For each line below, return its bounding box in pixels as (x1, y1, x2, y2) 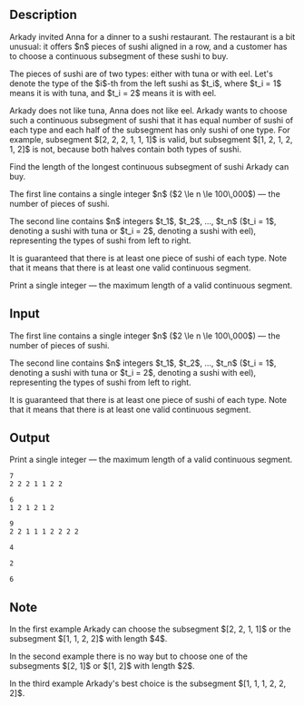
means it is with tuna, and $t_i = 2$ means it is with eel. (9, 87, 217, 98)
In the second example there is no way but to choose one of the (9, 651, 248, 662)
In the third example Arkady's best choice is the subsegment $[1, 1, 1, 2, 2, (9, 678, 287, 689)
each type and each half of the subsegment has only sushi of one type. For (9, 124, 290, 135)
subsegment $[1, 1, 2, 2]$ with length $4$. (9, 633, 168, 644)
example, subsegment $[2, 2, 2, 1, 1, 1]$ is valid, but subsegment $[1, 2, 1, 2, (9, 133, 293, 144)
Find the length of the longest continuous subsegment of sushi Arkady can (9, 161, 289, 172)
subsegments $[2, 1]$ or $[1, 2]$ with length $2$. (9, 661, 195, 672)
